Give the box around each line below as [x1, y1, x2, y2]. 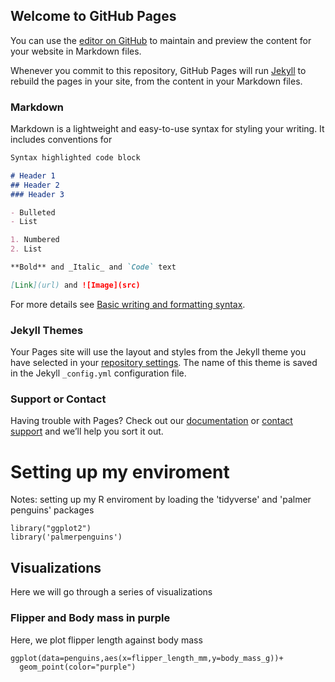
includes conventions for [10, 134, 113, 146]
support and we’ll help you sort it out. [10, 425, 164, 438]
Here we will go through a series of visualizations [10, 586, 213, 598]
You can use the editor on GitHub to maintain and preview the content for [10, 34, 312, 46]
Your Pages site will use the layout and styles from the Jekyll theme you [10, 346, 307, 358]
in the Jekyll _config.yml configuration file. [10, 367, 187, 379]
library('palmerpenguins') [10, 532, 123, 543]
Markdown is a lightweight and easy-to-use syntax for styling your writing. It [10, 123, 325, 135]
